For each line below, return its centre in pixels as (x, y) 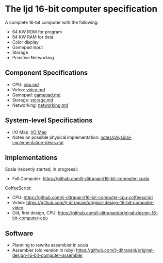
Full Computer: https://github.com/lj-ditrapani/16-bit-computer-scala (81, 179)
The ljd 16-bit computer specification (81, 9)
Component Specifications (47, 73)
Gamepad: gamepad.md (36, 95)
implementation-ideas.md (38, 142)
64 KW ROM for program (37, 32)
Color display (25, 42)
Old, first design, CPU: (34, 213)
